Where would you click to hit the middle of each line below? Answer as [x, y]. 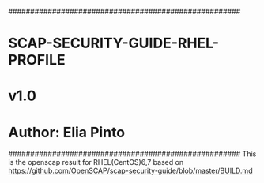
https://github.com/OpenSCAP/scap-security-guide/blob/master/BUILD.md [130, 171]
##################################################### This [132, 154]
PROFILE [37, 60]
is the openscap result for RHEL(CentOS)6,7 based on [96, 162]
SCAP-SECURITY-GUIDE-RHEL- [114, 43]
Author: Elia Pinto [67, 132]
